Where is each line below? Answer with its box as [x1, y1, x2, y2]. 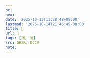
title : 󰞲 [5, 26, 24, 31]
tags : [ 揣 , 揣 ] [5, 36, 36, 41]
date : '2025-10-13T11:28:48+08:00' [5, 17, 80, 22]
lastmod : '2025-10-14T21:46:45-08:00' [5, 21, 86, 27]
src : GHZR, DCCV [5, 40, 39, 45]
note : [5, 45, 17, 50]
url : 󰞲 [5, 31, 19, 36]
